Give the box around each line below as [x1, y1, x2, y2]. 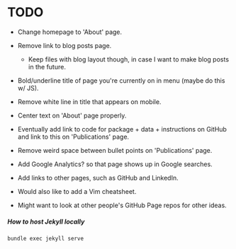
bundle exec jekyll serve [7, 235, 84, 242]
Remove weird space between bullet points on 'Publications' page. [17, 146, 213, 154]
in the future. [28, 62, 66, 71]
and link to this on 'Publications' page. [17, 132, 130, 141]
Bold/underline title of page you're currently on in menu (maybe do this [17, 76, 225, 85]
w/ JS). [17, 83, 39, 92]
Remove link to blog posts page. [17, 41, 112, 50]
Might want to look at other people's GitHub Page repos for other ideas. [17, 201, 227, 209]
